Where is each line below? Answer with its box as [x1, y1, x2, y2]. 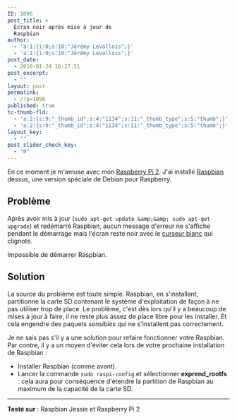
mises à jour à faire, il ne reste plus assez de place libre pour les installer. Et [7, 312, 227, 320]
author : [7, 37, 30, 44]
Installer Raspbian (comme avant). [17, 361, 117, 371]
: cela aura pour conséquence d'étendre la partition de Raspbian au [17, 377, 214, 385]
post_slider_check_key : [7, 142, 78, 149]
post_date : [7, 56, 39, 64]
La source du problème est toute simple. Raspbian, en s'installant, [7, 289, 199, 298]
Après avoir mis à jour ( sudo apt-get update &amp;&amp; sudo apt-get [7, 214, 210, 222]
